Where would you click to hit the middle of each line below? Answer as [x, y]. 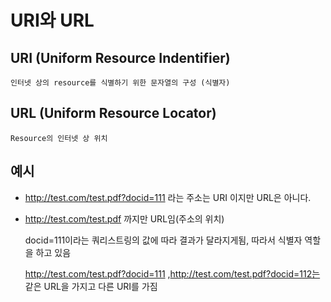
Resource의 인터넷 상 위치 [59, 138]
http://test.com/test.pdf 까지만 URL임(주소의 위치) [124, 218]
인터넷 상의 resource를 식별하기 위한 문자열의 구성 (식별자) [120, 83]
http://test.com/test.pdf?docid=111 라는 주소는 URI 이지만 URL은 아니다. [168, 197]
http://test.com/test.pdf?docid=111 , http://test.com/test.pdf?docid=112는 [172, 273]
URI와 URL [52, 20]
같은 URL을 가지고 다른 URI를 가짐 [91, 286]
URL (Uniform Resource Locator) [113, 113]
